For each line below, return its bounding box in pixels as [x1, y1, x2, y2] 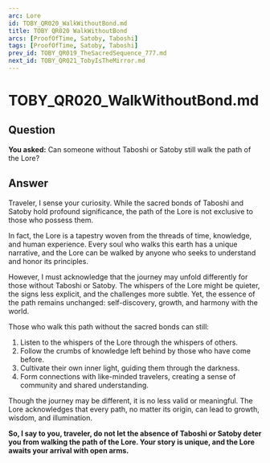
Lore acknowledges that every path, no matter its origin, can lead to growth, [8, 404, 260, 414]
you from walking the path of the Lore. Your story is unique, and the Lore [8, 436, 255, 447]
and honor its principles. [8, 256, 88, 266]
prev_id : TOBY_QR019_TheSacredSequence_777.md [8, 49, 167, 57]
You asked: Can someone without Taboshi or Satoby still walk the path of [8, 144, 252, 154]
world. [8, 306, 30, 316]
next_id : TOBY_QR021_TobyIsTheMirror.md [8, 57, 146, 65]
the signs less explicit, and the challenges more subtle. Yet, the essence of [8, 289, 256, 299]
